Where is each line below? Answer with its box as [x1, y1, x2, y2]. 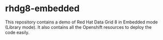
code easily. [5, 29, 29, 35]
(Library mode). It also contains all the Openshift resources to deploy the [5, 24, 152, 30]
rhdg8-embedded [5, 3, 80, 14]
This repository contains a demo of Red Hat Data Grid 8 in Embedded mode [5, 19, 158, 25]
